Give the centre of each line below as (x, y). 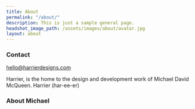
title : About (22, 12)
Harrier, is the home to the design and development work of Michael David (97, 79)
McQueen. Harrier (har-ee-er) (43, 85)
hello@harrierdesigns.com (39, 68)
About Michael (28, 101)
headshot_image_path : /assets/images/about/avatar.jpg (76, 28)
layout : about (24, 34)
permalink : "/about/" (33, 17)
